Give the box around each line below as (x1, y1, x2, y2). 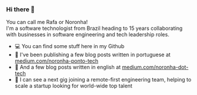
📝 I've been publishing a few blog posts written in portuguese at (14, 51, 171, 58)
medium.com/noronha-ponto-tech (14, 57, 99, 65)
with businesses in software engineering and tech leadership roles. (6, 31, 170, 38)
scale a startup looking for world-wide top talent (14, 82, 133, 90)
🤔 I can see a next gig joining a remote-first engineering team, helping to (14, 76, 192, 83)
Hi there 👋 (6, 5, 35, 13)
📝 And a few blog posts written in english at (14, 64, 121, 71)
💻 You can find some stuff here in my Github (14, 43, 125, 50)
